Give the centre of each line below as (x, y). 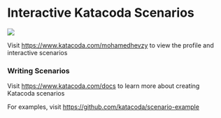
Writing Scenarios (38, 71)
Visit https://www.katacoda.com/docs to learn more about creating (104, 86)
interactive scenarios (37, 52)
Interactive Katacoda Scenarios (101, 13)
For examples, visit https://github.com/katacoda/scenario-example (103, 107)
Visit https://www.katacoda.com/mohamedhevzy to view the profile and (111, 45)
